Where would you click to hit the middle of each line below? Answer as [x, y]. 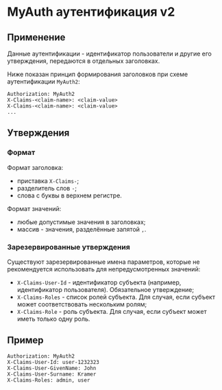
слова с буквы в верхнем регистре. [69, 195]
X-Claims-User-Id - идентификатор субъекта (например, [99, 282]
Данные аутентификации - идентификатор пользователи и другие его [110, 53]
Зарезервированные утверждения [69, 247]
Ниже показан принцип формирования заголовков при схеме [98, 74]
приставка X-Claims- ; [48, 181]
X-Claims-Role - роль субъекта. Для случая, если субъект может [112, 311]
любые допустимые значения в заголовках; [81, 222]
